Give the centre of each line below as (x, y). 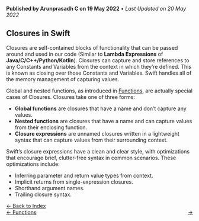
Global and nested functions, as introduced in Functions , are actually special (99, 91)
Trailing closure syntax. (43, 194)
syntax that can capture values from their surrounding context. (91, 140)
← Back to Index (26, 206)
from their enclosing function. (51, 127)
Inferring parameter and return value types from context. (84, 175)
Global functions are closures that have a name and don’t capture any (100, 108)
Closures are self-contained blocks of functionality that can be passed (92, 47)
